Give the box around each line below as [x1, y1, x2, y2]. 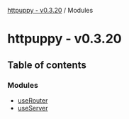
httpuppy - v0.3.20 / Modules [7, 6, 94, 14]
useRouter [17, 96, 48, 105]
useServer [17, 103, 48, 112]
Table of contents [7, 59, 86, 71]
